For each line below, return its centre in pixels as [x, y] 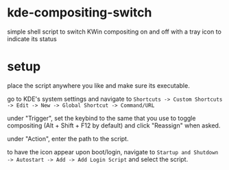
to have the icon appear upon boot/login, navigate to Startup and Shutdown [113, 151]
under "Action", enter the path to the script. [68, 138]
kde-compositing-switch [80, 13]
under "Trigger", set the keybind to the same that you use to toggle [101, 118]
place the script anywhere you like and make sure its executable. [98, 85]
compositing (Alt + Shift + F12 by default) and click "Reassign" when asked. [114, 125]
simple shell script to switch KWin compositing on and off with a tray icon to [114, 32]
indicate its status [32, 38]
